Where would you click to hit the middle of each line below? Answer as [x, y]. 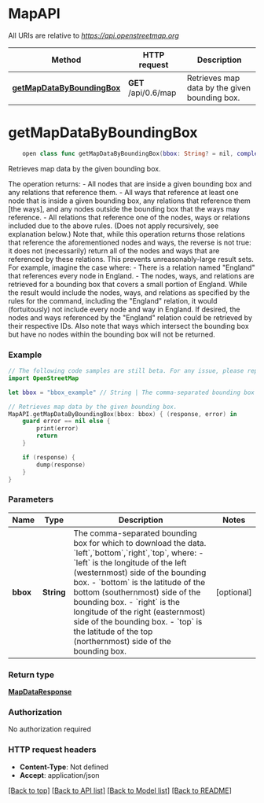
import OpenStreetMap [44, 378]
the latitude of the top [113, 632]
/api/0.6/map [152, 93]
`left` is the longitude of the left [130, 562]
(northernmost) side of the [122, 641]
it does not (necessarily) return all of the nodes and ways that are [114, 250]
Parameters [31, 499]
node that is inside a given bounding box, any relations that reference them [130, 201]
